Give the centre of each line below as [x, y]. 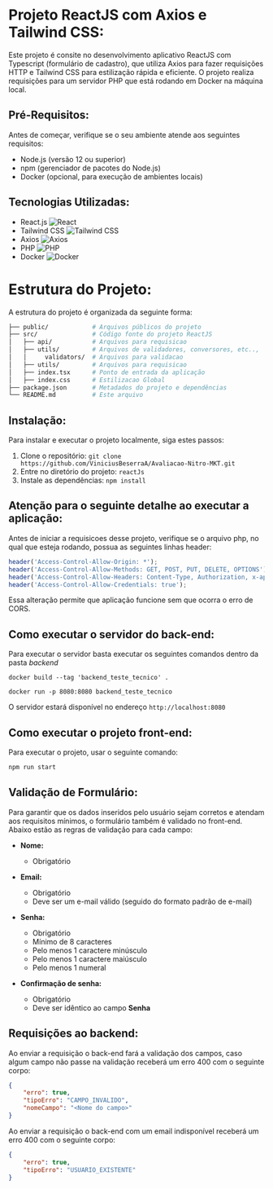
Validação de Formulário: [73, 793]
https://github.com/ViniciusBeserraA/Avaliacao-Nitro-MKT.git [128, 464]
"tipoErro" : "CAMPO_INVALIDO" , [76, 1101]
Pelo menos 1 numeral [69, 967]
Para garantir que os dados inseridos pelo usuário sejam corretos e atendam [136, 812]
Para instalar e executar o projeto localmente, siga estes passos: [117, 440]
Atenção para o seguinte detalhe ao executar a [129, 506]
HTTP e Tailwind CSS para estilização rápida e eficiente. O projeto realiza [131, 72]
